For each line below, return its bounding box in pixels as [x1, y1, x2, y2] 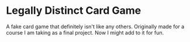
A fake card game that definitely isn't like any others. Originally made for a [6, 23, 185, 30]
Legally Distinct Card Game [6, 4, 141, 17]
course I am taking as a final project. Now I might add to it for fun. [6, 29, 164, 36]
